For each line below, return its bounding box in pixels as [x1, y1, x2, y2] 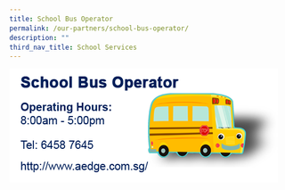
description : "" [9, 33, 69, 42]
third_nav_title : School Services [9, 43, 138, 52]
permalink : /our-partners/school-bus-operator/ [9, 23, 190, 33]
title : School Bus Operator [9, 14, 114, 23]
